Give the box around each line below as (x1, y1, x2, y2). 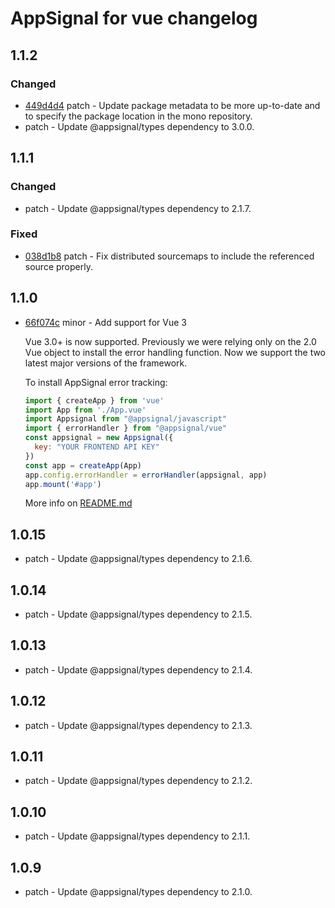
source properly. (24, 260, 93, 272)
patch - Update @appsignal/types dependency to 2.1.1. (24, 830, 251, 842)
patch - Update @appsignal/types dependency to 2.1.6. (24, 553, 253, 565)
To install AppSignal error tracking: (24, 376, 168, 388)
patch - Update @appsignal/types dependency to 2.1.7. (24, 202, 252, 214)
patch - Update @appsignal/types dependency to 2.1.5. (24, 608, 253, 621)
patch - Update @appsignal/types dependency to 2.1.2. (24, 775, 253, 787)
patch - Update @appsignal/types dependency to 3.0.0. (24, 120, 255, 132)
